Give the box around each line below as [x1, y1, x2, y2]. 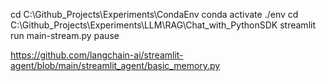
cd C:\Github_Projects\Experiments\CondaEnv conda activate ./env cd [10, 9, 299, 20]
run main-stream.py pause [10, 30, 120, 41]
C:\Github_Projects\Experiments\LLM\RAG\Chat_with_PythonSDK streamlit [10, 19, 316, 31]
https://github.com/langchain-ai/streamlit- [10, 49, 184, 61]
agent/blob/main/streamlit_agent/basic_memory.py [10, 60, 221, 71]
